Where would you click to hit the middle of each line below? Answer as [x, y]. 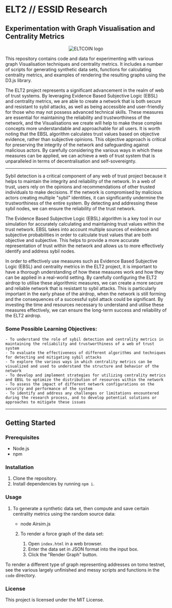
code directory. [21, 575]
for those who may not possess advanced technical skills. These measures [84, 112]
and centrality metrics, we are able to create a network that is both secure [83, 101]
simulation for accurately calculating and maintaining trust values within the [85, 224]
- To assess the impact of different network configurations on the [80, 384]
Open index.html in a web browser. [65, 543]
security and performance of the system [49, 389]
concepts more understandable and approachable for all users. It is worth [83, 128]
